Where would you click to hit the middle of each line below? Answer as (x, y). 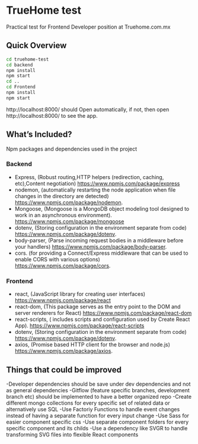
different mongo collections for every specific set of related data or (88, 403)
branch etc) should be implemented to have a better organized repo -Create (99, 396)
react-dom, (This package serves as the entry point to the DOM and (98, 307)
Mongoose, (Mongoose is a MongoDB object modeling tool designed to (102, 208)
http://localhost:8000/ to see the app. (52, 115)
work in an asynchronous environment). (63, 215)
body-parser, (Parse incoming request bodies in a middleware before (99, 240)
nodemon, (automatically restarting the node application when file (95, 190)
